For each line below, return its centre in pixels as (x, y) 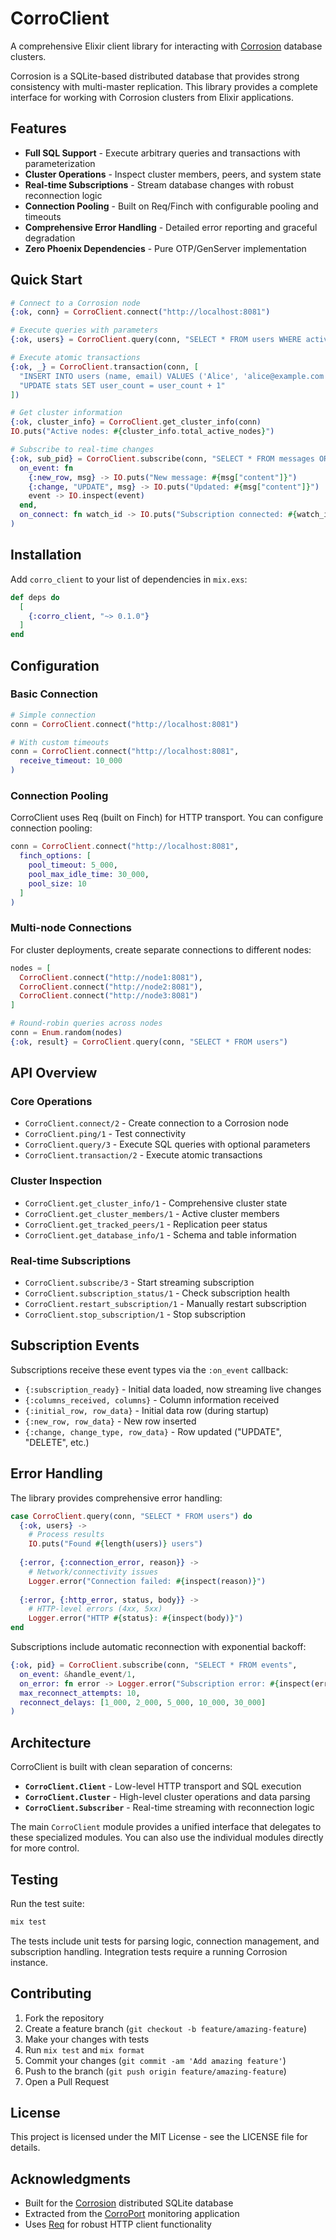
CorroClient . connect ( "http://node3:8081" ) (109, 996)
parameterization (60, 163)
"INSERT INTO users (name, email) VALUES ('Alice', (129, 376)
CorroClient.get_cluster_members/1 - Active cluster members (152, 1213)
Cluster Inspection (56, 1181)
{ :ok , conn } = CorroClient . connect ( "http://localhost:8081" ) (140, 312)
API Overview (54, 1073)
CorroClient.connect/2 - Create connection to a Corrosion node (156, 1123)
